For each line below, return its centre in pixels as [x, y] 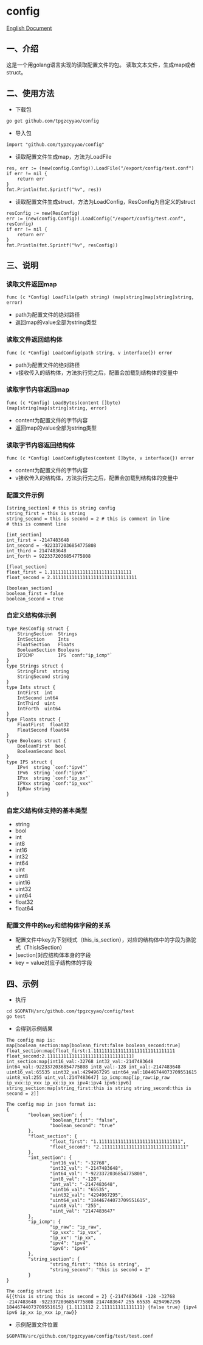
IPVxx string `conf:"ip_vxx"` [56, 783]
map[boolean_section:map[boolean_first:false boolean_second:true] [94, 1046]
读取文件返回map [32, 284]
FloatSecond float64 [43, 730]
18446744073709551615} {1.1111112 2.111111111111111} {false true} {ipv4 [102, 1307]
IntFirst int [35, 693]
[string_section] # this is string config [61, 508]
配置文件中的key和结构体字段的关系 [58, 925]
